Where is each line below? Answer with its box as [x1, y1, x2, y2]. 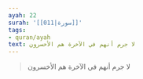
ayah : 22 [8, 11, 37, 20]
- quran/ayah [8, 33, 51, 41]
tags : [8, 26, 26, 34]
